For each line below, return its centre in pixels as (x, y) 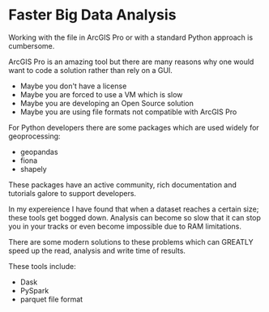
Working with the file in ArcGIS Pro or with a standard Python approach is (131, 37)
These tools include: (43, 266)
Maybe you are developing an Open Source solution (107, 103)
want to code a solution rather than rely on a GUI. (90, 70)
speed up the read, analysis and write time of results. (97, 250)
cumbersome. (32, 45)
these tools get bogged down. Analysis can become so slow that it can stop (135, 217)
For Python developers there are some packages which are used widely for (134, 127)
